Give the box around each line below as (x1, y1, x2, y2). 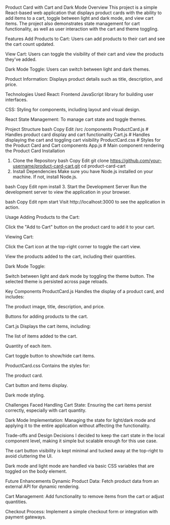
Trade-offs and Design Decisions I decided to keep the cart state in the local (5, 433, 165, 438)
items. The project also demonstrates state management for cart (5, 20, 140, 26)
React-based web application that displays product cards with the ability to (5, 10, 162, 16)
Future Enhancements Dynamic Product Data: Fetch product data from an (5, 478, 159, 484)
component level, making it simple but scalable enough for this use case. (5, 438, 158, 444)
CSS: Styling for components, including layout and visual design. (5, 107, 141, 112)
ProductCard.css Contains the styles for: (5, 363, 90, 369)
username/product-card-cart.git (12, 163, 80, 169)
